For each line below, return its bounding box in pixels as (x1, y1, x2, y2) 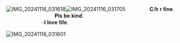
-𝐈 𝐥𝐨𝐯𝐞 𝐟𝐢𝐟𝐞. (41, 19, 69, 26)
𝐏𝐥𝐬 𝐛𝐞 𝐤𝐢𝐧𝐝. (54, 12, 84, 19)
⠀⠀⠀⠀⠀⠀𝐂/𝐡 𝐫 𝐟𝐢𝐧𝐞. (126, 6, 175, 12)
